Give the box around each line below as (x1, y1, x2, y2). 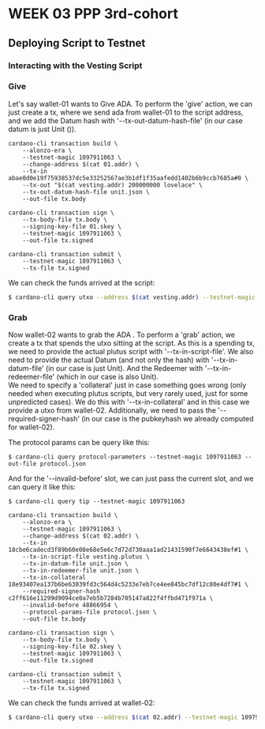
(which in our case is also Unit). (56, 372, 159, 381)
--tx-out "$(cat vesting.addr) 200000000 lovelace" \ (22, 181, 203, 189)
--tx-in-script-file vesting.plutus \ (22, 553, 150, 561)
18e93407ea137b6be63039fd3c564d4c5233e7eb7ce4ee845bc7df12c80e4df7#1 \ (8, 580, 248, 588)
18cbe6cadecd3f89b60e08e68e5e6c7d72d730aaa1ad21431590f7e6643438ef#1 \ (8, 546, 248, 553)
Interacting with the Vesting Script (8, 60, 143, 71)
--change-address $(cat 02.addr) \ (22, 531, 140, 540)
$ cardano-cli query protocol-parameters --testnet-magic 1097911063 (8, 452, 242, 461)
